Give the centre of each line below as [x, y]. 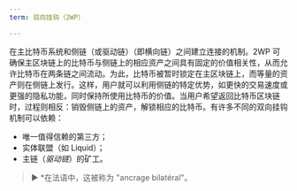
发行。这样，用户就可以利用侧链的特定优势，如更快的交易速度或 [171, 84]
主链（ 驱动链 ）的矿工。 [65, 158]
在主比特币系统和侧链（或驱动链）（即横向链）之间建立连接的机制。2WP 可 [145, 51]
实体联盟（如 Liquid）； [63, 148]
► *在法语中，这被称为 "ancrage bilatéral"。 [111, 177]
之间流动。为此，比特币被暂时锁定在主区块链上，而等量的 [175, 73]
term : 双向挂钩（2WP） [47, 17]
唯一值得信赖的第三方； [65, 136]
